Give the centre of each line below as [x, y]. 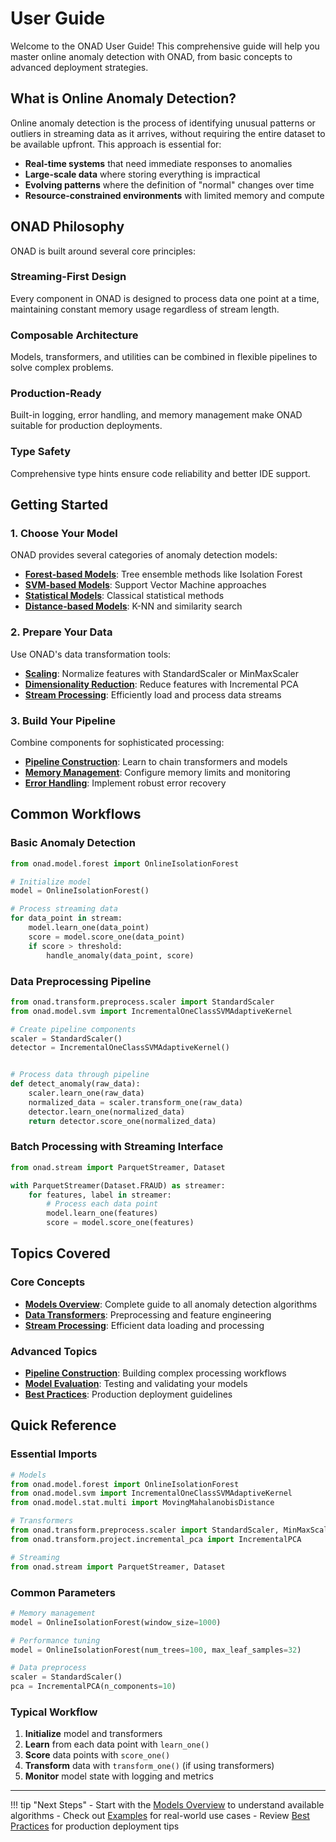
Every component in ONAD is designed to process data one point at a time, [165, 298]
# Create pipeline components [73, 1029]
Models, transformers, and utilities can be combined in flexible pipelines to [164, 357]
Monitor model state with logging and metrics [119, 1776]
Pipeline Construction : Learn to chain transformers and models [156, 762]
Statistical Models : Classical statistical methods [124, 596]
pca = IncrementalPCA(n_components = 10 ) [93, 1687]
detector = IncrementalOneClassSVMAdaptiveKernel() [120, 1048]
